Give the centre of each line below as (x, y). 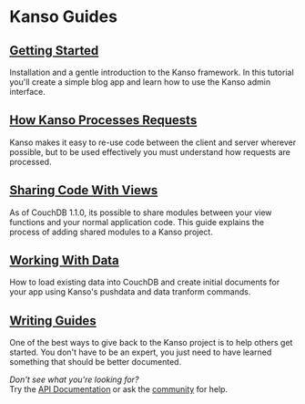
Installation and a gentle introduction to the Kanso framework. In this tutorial (152, 72)
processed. (30, 161)
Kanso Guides (64, 17)
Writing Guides (53, 321)
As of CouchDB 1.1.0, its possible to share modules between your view (141, 212)
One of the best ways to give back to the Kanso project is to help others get (151, 343)
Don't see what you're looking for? (74, 379)
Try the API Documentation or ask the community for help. (119, 389)
